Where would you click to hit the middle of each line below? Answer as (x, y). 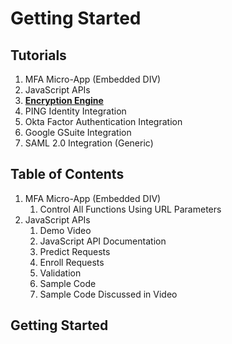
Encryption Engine (64, 100)
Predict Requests (75, 251)
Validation (60, 273)
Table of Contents (67, 174)
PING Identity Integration (75, 111)
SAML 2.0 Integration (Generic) (89, 143)
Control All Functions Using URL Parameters (130, 209)
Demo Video (65, 230)
